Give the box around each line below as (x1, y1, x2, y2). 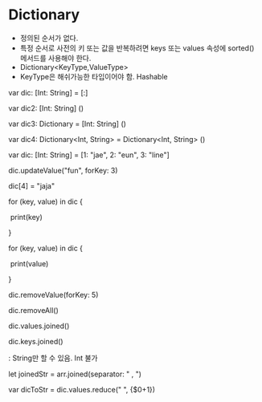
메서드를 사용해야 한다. (19, 53, 92, 63)
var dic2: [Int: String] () (8, 103, 84, 113)
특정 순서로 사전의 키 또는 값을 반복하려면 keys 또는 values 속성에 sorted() (19, 43, 255, 53)
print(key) (10, 212, 43, 221)
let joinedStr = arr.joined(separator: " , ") (8, 369, 142, 379)
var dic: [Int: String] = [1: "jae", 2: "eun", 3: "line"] (8, 150, 170, 160)
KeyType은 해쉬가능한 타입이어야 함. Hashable (19, 71, 168, 81)
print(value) (10, 258, 49, 268)
